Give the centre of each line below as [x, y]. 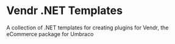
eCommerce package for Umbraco [50, 34]
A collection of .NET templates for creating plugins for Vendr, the [87, 28]
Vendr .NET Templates [65, 11]
